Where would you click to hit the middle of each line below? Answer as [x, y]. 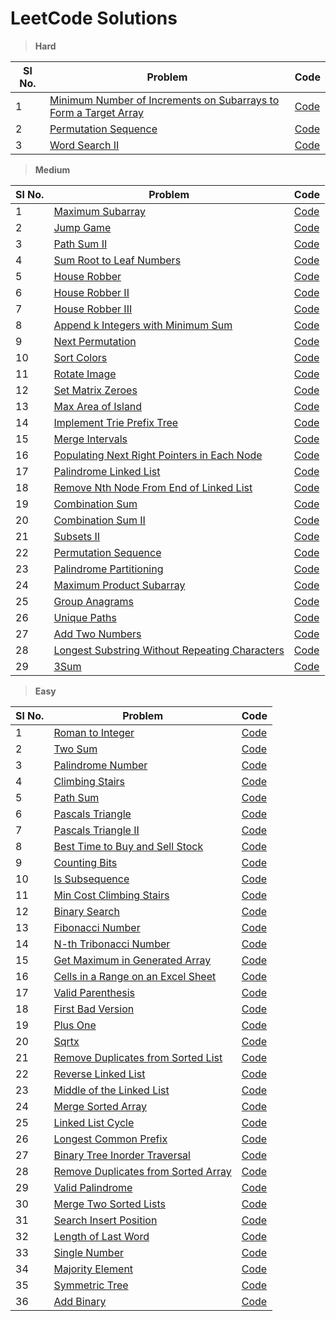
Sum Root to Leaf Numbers [117, 260]
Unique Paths [85, 617]
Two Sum [75, 749]
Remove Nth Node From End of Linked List [153, 487]
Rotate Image [85, 374]
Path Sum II [80, 244]
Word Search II [84, 145]
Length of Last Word [101, 1236]
